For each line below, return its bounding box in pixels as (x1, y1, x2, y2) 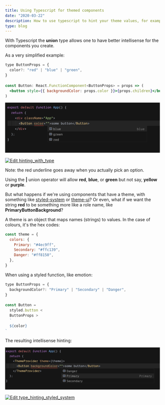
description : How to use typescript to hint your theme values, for (5, 18, 148, 23)
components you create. (5, 43, 55, 49)
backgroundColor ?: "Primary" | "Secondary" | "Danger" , (9, 287, 126, 292)
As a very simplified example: (5, 52, 65, 58)
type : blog (5, 24, 27, 29)
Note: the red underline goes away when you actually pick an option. (5, 167, 144, 173)
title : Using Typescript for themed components (5, 8, 105, 13)
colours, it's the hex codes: (5, 222, 60, 228)
